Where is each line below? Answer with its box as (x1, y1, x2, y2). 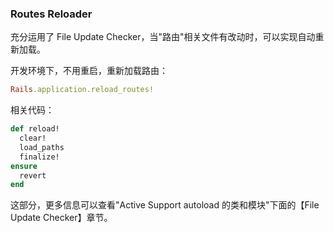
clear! (19, 133, 47, 144)
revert (19, 170, 47, 181)
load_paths (19, 142, 65, 152)
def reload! (10, 124, 60, 134)
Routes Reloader (10, 7, 93, 21)
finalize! (19, 152, 60, 162)
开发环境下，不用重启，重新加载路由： (10, 65, 168, 77)
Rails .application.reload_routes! (10, 85, 155, 95)
